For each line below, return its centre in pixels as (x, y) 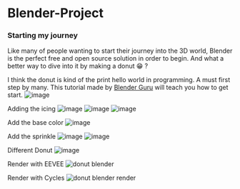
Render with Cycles (36, 178)
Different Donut (30, 150)
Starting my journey (43, 36)
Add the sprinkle (31, 136)
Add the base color (36, 123)
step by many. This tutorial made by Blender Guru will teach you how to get (118, 88)
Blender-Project (56, 13)
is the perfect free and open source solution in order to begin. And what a (116, 58)
